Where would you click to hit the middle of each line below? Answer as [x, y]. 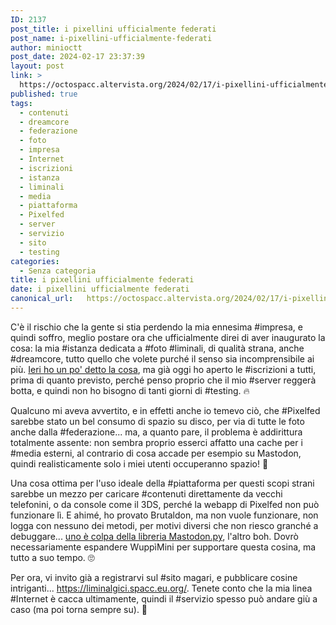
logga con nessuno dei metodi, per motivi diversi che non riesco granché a [164, 525]
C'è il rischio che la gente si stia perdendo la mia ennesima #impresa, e [156, 327]
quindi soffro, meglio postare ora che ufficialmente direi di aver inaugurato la [168, 337]
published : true [44, 94]
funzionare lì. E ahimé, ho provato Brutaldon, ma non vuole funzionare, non [164, 515]
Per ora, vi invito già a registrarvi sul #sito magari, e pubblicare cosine [154, 577]
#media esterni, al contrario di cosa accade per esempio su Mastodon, [156, 453]
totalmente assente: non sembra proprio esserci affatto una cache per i [156, 442]
